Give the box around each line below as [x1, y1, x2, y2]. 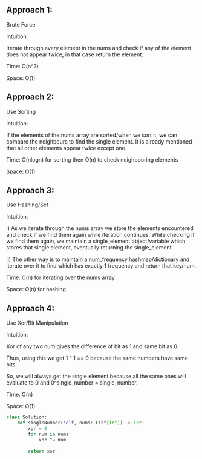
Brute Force [6, 21, 36, 28]
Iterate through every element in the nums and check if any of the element [6, 44, 192, 51]
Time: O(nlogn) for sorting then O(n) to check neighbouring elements [6, 156, 178, 163]
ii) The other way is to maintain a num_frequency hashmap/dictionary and [6, 256, 190, 263]
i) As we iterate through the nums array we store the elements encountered [6, 225, 194, 232]
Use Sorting [6, 108, 36, 115]
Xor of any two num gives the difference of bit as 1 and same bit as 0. [6, 343, 179, 350]
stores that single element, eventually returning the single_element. [6, 244, 174, 251]
